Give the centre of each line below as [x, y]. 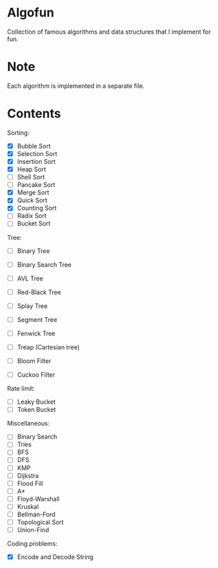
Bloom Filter [34, 361]
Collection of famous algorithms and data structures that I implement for [109, 32]
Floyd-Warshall [38, 499]
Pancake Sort [36, 185]
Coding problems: [33, 544]
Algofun [31, 13]
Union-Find [33, 530]
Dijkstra [28, 475]
